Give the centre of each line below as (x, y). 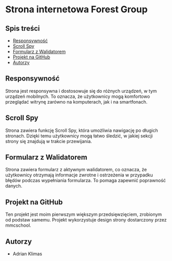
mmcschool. (18, 225)
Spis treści (23, 28)
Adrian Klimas (27, 254)
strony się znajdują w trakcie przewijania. (49, 141)
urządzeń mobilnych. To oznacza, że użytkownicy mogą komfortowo (78, 96)
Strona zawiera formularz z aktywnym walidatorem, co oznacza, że (76, 170)
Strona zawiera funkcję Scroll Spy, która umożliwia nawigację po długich (82, 130)
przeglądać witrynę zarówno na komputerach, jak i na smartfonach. (76, 102)
